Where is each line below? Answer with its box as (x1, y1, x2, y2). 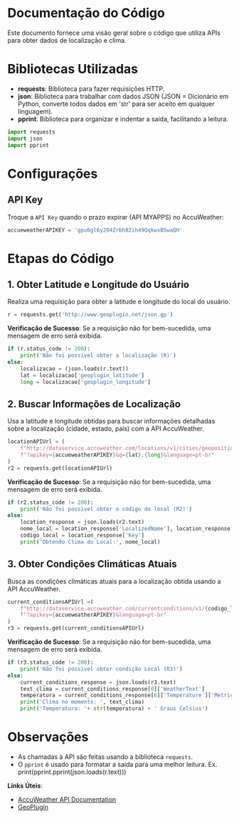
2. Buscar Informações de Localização (7, 398, 181, 410)
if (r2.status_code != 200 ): (7, 499, 94, 506)
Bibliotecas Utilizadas (7, 61, 139, 77)
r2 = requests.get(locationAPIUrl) (7, 464, 113, 472)
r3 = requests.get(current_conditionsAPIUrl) (7, 625, 144, 632)
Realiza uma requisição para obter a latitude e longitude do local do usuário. (7, 297, 230, 306)
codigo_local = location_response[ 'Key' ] (20, 532, 144, 539)
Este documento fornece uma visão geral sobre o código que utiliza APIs (7, 28, 221, 37)
